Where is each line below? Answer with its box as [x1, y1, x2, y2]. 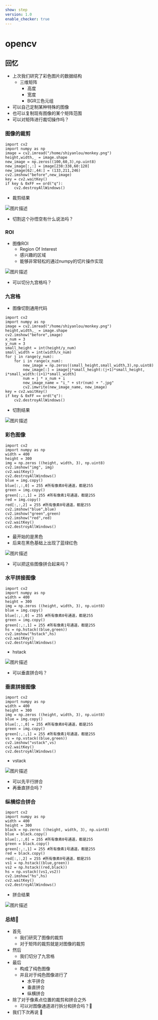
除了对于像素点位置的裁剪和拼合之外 [12, 997, 87, 1003]
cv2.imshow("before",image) [5, 333, 63, 338]
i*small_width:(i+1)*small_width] [5, 371, 77, 377]
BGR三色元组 [27, 98, 54, 104]
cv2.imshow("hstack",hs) [5, 631, 56, 637]
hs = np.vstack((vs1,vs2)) [5, 869, 61, 874]
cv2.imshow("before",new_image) [5, 172, 72, 177]
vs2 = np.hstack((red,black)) [5, 865, 68, 870]
